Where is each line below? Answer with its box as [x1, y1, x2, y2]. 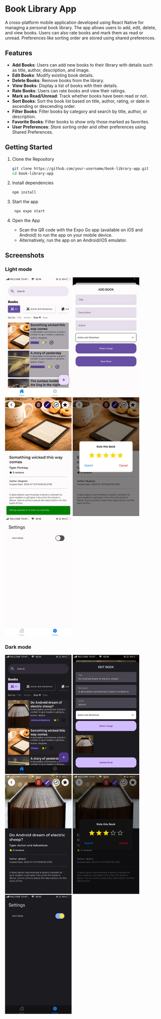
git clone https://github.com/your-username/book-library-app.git [12, 166, 149, 171]
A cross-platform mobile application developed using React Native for [5, 19, 144, 25]
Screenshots [5, 251, 44, 259]
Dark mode [5, 644, 31, 651]
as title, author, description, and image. [12, 67, 90, 73]
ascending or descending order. [12, 103, 76, 109]
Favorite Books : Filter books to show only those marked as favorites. [12, 119, 150, 124]
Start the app [12, 199, 39, 205]
